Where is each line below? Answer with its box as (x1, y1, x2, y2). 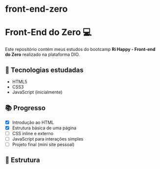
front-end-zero (5, 3, 68, 15)
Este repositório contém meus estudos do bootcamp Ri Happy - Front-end (5, 47, 156, 52)
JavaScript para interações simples (12, 136, 84, 142)
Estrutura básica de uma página (12, 125, 77, 131)
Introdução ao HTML (12, 119, 54, 125)
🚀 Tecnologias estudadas (5, 66, 84, 74)
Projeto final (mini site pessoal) (12, 142, 75, 147)
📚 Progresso (5, 104, 46, 112)
